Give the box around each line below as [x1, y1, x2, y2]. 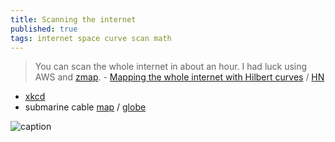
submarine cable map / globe [24, 101, 147, 113]
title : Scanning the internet [10, 14, 137, 25]
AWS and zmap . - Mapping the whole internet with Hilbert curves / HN [34, 71, 325, 83]
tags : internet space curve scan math [10, 33, 172, 43]
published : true [10, 24, 78, 34]
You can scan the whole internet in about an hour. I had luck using [34, 61, 308, 73]
